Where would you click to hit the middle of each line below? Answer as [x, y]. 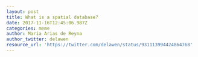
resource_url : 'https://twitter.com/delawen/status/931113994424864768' [100, 45]
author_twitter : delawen [37, 39]
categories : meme [28, 28]
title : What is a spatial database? [52, 17]
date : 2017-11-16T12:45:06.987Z [47, 23]
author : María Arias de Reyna [44, 34]
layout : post [23, 12]
